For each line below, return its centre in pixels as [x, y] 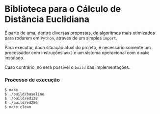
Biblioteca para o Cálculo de [63, 9]
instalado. [14, 57]
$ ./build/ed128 [21, 98]
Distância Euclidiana [47, 19]
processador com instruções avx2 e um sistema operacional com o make [77, 53]
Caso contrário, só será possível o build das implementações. [67, 67]
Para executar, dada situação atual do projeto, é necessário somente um [78, 47]
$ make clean [18, 107]
